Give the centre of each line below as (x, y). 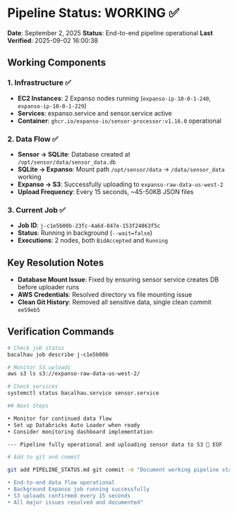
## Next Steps (28, 406)
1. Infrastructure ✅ (39, 83)
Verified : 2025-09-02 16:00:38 (53, 40)
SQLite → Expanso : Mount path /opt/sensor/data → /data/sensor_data (121, 169)
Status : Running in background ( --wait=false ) (85, 233)
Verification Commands (61, 332)
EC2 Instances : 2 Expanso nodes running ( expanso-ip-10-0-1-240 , (114, 98)
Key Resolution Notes (56, 262)
